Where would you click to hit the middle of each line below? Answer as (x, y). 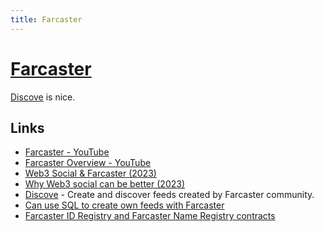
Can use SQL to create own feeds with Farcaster (124, 205)
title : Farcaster (46, 19)
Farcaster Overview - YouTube (88, 163)
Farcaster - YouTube (67, 152)
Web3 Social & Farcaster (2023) (90, 173)
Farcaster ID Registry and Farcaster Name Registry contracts (150, 216)
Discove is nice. (43, 97)
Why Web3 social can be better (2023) (105, 184)
